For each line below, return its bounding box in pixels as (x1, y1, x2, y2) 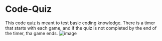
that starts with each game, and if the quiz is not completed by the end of (5, 25, 157, 31)
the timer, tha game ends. (5, 30, 58, 36)
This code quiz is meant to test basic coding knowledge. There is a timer (5, 20, 155, 26)
